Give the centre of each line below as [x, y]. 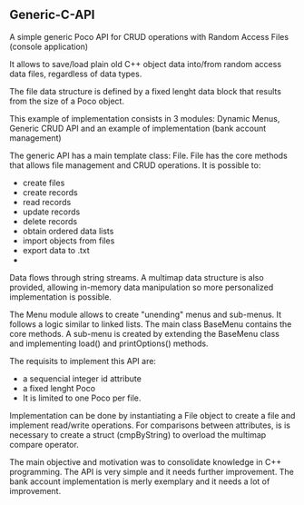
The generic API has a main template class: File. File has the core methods [148, 155]
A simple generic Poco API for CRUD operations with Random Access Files [149, 36]
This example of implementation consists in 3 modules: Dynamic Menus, [145, 118]
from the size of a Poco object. [67, 101]
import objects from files [69, 241]
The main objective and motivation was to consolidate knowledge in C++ [146, 461]
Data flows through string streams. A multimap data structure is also [137, 277]
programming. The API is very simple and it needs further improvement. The [152, 471]
